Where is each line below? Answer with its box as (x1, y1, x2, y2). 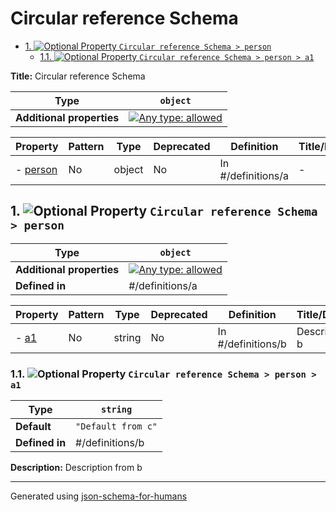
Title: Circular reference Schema (10, 70, 146, 82)
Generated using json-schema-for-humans (10, 490, 188, 502)
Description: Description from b (10, 462, 143, 474)
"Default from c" (75, 421, 158, 432)
